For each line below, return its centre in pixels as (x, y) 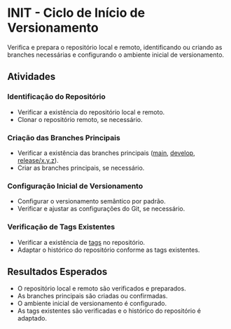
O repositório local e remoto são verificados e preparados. (102, 288)
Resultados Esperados (57, 271)
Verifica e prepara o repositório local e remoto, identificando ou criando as (115, 47)
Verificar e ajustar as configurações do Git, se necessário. (101, 209)
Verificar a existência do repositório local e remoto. (91, 112)
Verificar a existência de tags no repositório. (81, 242)
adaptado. (32, 318)
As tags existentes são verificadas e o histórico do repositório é (109, 311)
